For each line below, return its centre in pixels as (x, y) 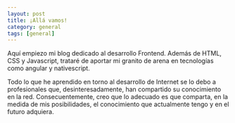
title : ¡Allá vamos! (38, 20)
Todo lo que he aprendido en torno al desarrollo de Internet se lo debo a (112, 82)
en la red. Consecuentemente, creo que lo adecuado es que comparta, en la (118, 97)
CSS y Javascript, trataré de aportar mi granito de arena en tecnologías (110, 61)
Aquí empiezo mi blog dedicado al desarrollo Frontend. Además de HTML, (114, 53)
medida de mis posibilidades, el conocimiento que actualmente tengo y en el (118, 104)
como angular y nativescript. (49, 68)
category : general (34, 27)
